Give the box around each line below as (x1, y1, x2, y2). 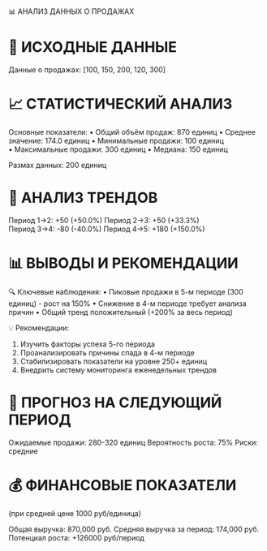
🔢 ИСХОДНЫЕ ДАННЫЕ (8, 38, 177, 57)
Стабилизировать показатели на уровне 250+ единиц (19, 356, 208, 366)
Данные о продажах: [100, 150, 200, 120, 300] (8, 64, 166, 75)
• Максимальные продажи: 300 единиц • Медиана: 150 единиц (8, 144, 229, 154)
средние (8, 446, 38, 456)
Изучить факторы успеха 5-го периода (19, 339, 156, 349)
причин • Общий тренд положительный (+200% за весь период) (8, 307, 234, 316)
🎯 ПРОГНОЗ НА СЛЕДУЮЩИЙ (8, 393, 222, 411)
